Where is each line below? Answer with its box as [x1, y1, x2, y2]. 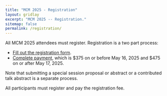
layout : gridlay [5, 12, 39, 17]
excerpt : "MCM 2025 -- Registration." [5, 17, 87, 22]
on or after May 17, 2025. [12, 60, 64, 66]
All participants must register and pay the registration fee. [5, 85, 125, 91]
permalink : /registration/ [5, 26, 62, 31]
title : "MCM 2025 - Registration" [5, 7, 78, 13]
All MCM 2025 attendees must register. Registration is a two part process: [5, 40, 158, 46]
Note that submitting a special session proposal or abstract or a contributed [5, 70, 162, 76]
